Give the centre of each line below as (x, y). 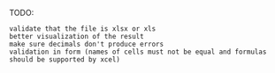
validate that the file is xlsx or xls (83, 29)
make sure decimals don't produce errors (87, 44)
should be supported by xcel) (65, 60)
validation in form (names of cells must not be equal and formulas (138, 52)
